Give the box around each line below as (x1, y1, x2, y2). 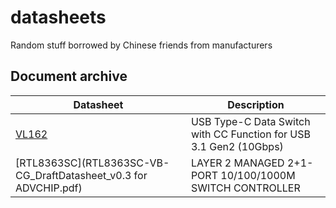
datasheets (10, 6, 107, 29)
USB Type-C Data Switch (190, 114, 311, 128)
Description (227, 97, 285, 111)
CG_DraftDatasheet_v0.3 (15, 168, 132, 182)
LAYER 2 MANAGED (190, 156, 285, 170)
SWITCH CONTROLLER (190, 181, 301, 195)
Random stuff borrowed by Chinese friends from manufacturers (10, 39, 273, 51)
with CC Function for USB (190, 127, 311, 141)
